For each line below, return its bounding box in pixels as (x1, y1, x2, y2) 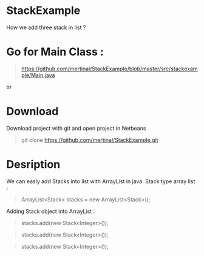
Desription (6, 158, 61, 171)
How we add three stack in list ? (6, 24, 86, 31)
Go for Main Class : (6, 45, 104, 59)
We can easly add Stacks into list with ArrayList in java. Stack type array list (6, 177, 195, 185)
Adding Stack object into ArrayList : (6, 207, 95, 215)
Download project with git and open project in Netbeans (6, 124, 146, 132)
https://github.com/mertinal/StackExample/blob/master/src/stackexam (21, 65, 199, 72)
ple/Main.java (21, 71, 55, 79)
